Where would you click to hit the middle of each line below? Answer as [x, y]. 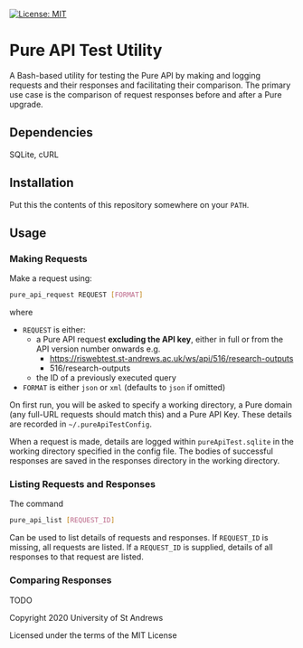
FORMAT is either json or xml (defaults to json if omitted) [124, 388]
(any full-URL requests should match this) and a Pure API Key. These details [151, 415]
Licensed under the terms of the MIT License [94, 635]
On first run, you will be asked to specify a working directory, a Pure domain [151, 405]
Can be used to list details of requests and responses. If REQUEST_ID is [139, 538]
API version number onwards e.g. [98, 349]
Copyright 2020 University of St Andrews [86, 617]
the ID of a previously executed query [106, 378]
